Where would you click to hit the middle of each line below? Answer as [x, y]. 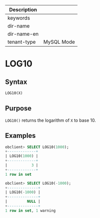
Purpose [18, 108]
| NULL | [23, 202]
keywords [19, 18]
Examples [20, 136]
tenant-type [22, 42]
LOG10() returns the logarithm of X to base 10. [50, 120]
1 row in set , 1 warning [30, 211]
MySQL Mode [59, 42]
